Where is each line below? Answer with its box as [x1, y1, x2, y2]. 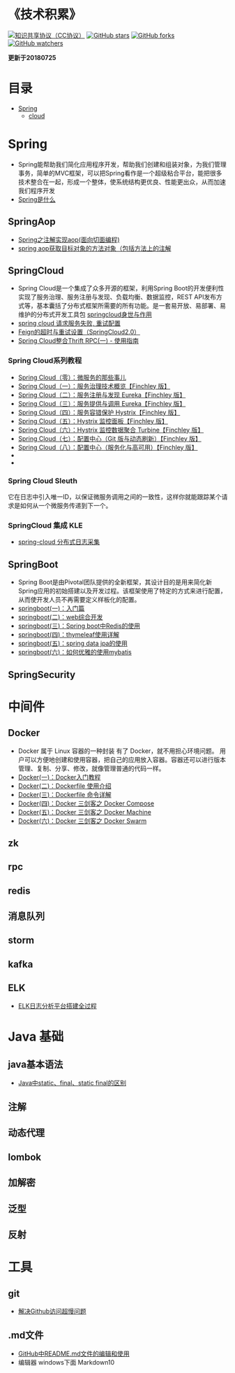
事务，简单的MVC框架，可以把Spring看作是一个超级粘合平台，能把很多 [17, 169, 222, 177]
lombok [8, 1151, 42, 1163]
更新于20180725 [8, 53, 56, 62]
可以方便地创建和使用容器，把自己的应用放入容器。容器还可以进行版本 [24, 755, 226, 763]
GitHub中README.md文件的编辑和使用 [17, 1349, 130, 1358]
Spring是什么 [17, 195, 56, 204]
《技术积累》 [8, 7, 82, 22]
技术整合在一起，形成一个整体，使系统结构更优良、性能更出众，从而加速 [17, 177, 226, 186]
